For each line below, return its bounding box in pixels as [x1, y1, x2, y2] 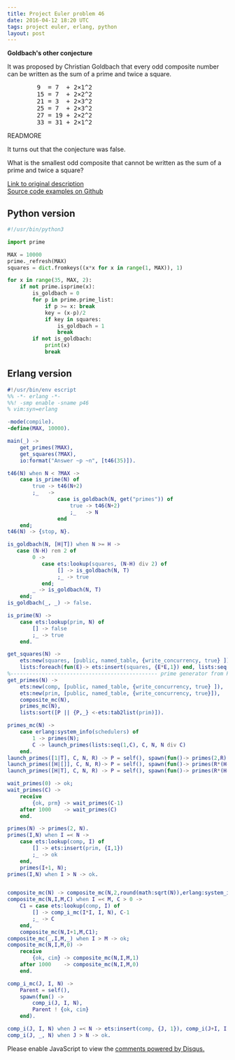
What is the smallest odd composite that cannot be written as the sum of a [7, 159, 222, 167]
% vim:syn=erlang [7, 406, 58, 413]
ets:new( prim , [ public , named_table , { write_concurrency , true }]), [20, 690, 220, 697]
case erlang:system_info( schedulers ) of [20, 728, 139, 735]
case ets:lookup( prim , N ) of [20, 619, 105, 626]
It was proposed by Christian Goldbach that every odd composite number [7, 62, 220, 71]
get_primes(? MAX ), [20, 444, 73, 451]
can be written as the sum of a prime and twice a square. [7, 70, 172, 78]
